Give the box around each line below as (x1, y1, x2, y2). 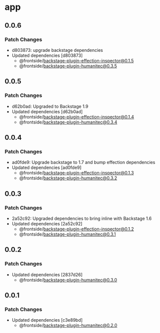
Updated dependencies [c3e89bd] (11, 317, 83, 323)
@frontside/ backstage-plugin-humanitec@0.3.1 (19, 231, 116, 237)
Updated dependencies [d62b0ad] (11, 108, 83, 115)
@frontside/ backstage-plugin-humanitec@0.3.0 (19, 277, 117, 283)
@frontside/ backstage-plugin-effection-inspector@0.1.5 (19, 57, 134, 63)
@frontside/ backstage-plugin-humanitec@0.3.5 (19, 63, 117, 69)
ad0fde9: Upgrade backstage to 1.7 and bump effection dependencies (11, 160, 156, 166)
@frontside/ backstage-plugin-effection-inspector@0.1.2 (19, 226, 134, 232)
